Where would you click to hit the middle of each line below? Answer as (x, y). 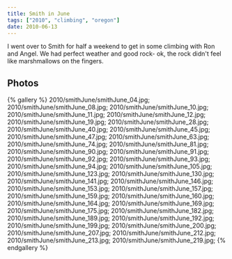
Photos (23, 83)
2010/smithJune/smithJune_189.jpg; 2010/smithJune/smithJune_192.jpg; (111, 218)
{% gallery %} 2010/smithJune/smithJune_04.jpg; (79, 100)
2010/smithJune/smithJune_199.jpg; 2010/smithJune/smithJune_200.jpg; (112, 226)
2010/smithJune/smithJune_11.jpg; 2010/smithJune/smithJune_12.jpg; (107, 115)
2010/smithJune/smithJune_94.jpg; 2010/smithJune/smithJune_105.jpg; (110, 166)
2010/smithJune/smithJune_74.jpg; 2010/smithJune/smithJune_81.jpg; (108, 144)
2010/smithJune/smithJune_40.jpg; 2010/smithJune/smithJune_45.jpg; (109, 129)
